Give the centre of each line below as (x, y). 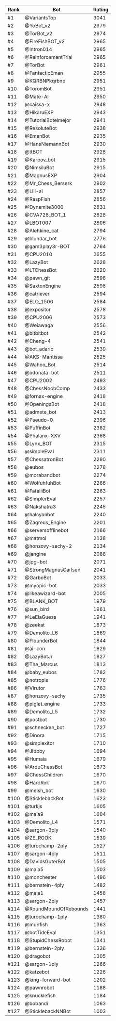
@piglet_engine (43, 704)
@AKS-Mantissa (44, 357)
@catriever (37, 294)
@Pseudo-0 (39, 420)
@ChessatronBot (44, 459)
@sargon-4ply (42, 854)
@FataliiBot (38, 491)
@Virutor (35, 688)
